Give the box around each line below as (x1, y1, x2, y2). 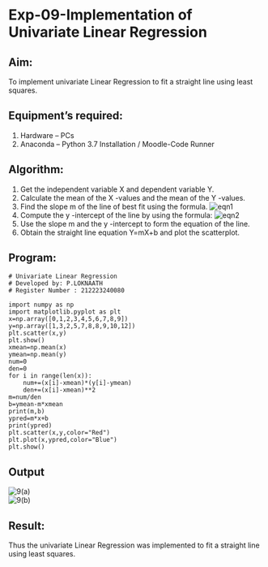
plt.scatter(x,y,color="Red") (8, 429, 111, 437)
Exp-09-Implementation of (8, 6, 193, 24)
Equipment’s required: (8, 109, 123, 123)
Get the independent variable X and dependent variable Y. (19, 184, 215, 194)
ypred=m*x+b (8, 414, 49, 423)
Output (8, 465, 45, 478)
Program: (8, 251, 57, 265)
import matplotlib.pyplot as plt (8, 308, 121, 316)
